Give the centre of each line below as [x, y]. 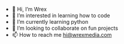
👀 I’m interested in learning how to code [61, 15]
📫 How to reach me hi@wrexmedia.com [62, 35]
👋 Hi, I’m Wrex [29, 9]
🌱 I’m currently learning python [50, 22]
